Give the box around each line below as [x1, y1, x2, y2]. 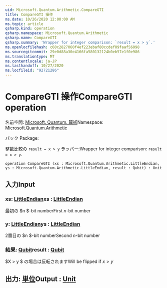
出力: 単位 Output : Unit [5, 274, 76, 283]
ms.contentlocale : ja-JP [5, 59, 57, 64]
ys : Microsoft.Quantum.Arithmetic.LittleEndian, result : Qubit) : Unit [5, 165, 162, 170]
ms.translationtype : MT [5, 54, 55, 59]
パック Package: [5, 135, 39, 141]
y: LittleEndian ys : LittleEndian [5, 220, 80, 227]
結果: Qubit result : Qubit [5, 246, 64, 253]
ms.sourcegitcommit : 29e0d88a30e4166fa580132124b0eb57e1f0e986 [5, 49, 140, 54]
